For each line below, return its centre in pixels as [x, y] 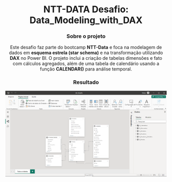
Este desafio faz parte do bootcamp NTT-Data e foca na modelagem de [86, 48]
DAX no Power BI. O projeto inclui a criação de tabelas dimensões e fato [86, 58]
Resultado [86, 82]
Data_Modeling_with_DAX [86, 20]
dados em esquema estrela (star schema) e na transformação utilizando [86, 53]
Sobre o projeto [86, 36]
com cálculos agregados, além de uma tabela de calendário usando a [86, 64]
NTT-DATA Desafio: [86, 9]
